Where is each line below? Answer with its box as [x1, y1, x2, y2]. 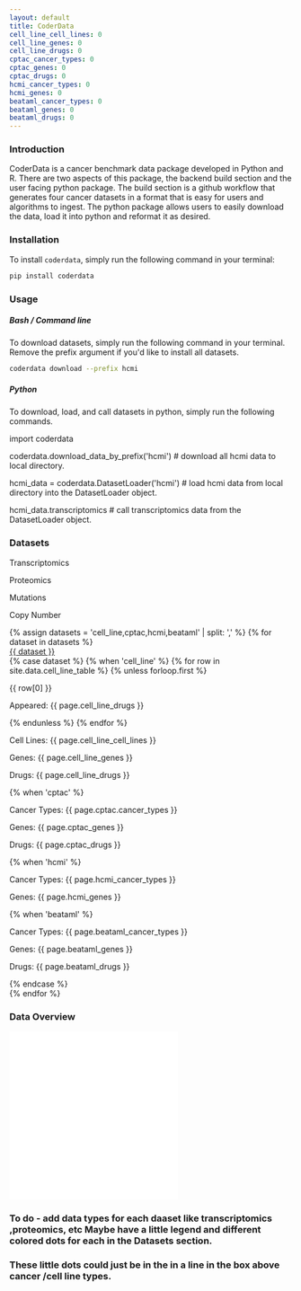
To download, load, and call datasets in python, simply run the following [9, 406, 275, 418]
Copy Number [9, 609, 61, 620]
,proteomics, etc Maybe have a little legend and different [9, 1223, 261, 1235]
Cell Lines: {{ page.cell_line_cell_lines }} [9, 734, 157, 746]
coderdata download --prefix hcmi [9, 365, 139, 374]
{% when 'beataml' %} [9, 908, 93, 919]
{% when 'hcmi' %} [9, 856, 82, 867]
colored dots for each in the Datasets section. [9, 1234, 213, 1247]
